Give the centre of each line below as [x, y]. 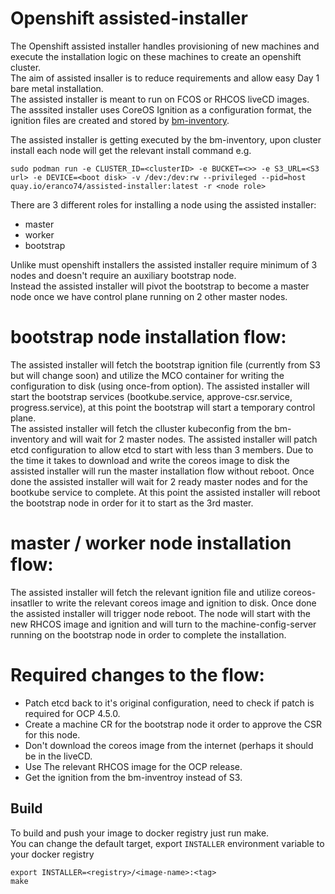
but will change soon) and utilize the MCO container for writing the [147, 375]
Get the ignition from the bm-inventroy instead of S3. [133, 777]
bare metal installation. [57, 88]
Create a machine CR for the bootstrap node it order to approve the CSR [173, 724]
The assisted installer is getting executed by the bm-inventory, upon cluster [166, 139]
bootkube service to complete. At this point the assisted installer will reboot [165, 492]
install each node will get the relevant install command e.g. [131, 150]
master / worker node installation [151, 543]
